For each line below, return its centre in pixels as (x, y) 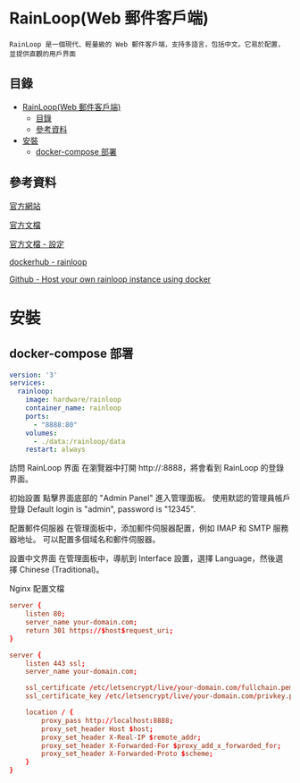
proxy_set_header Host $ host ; (97, 729)
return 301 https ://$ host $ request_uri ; (100, 630)
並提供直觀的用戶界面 (42, 54)
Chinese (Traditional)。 (62, 570)
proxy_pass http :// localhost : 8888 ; (108, 720)
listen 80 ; (46, 614)
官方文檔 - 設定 (37, 243)
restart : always (56, 450)
